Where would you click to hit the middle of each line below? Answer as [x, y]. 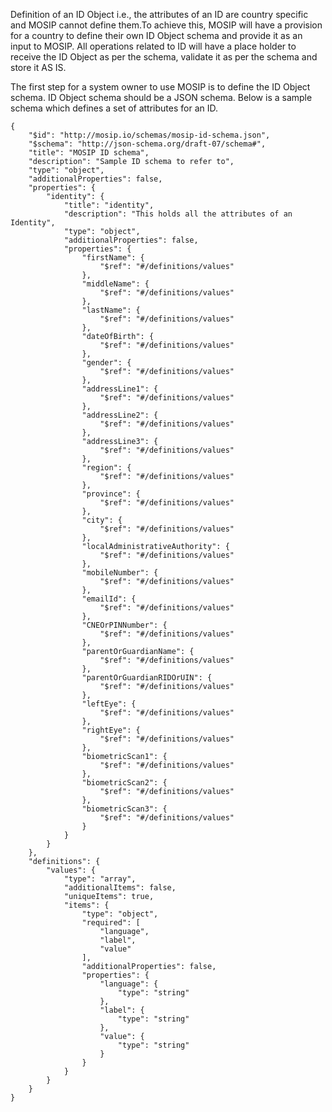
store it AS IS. [38, 67]
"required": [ [111, 923]
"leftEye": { [109, 704]
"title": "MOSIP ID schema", [89, 153]
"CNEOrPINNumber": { [124, 625]
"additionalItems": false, [120, 888]
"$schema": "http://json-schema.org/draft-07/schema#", [147, 144]
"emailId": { [109, 599]
